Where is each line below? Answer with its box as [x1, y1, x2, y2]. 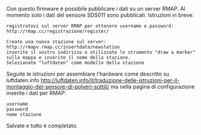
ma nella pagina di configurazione [110, 83, 195, 90]
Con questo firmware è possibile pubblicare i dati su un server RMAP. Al [6, 5, 185, 12]
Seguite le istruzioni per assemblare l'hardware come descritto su [6, 70, 170, 77]
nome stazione [6, 112, 42, 118]
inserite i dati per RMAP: [6, 89, 66, 97]
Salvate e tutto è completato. [6, 122, 78, 129]
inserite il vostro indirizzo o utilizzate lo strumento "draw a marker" [6, 49, 196, 55]
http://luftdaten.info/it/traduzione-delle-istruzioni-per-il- [40, 77, 180, 83]
